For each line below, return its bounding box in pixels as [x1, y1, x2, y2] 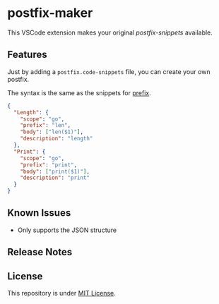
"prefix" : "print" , [20, 161, 78, 169]
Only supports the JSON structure [17, 226, 117, 234]
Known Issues [7, 207, 71, 219]
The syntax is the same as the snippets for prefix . [7, 88, 152, 97]
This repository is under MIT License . [7, 289, 117, 298]
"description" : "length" [20, 135, 93, 142]
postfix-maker [7, 5, 93, 21]
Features [7, 49, 47, 61]
